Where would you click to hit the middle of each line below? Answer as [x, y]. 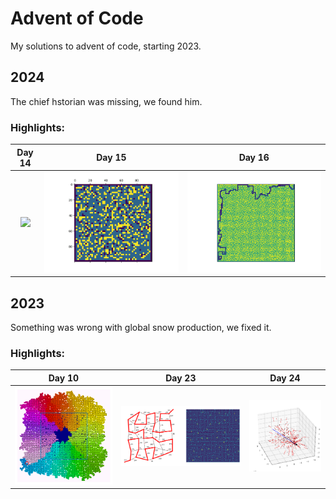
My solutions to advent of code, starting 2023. [106, 46]
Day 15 [111, 158]
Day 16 [254, 158]
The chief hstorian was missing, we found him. [106, 101]
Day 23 [181, 378]
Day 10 [63, 378]
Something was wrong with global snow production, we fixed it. [141, 327]
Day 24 [285, 378]
